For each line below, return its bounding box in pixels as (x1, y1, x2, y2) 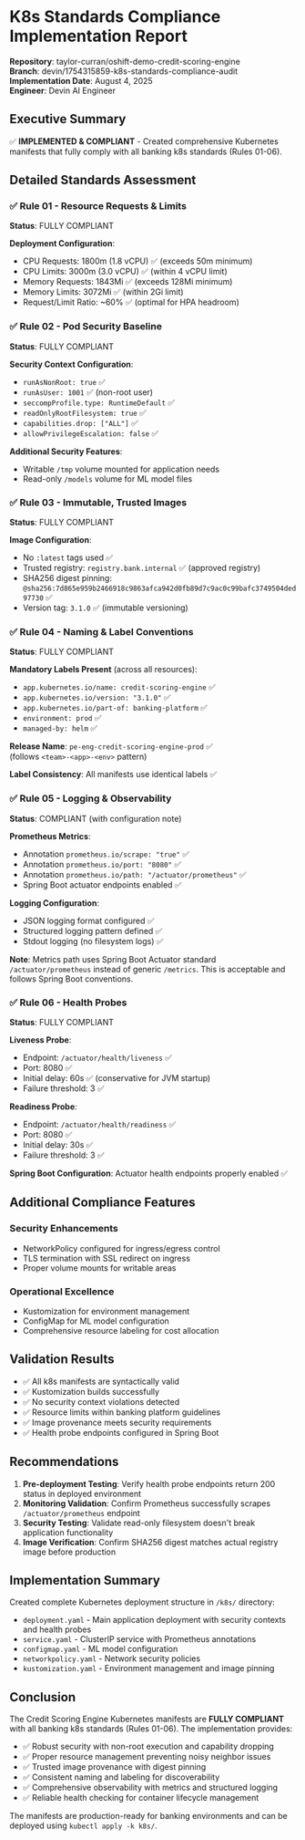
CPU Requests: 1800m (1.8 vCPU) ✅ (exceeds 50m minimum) (22, 255, 253, 266)
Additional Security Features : (9, 445, 123, 457)
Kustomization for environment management (22, 1305, 190, 1316)
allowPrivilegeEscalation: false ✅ (22, 427, 159, 439)
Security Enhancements (9, 1222, 118, 1235)
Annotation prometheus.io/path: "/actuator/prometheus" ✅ (22, 868, 247, 879)
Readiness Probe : (9, 1101, 77, 1112)
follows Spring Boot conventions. (9, 973, 134, 984)
